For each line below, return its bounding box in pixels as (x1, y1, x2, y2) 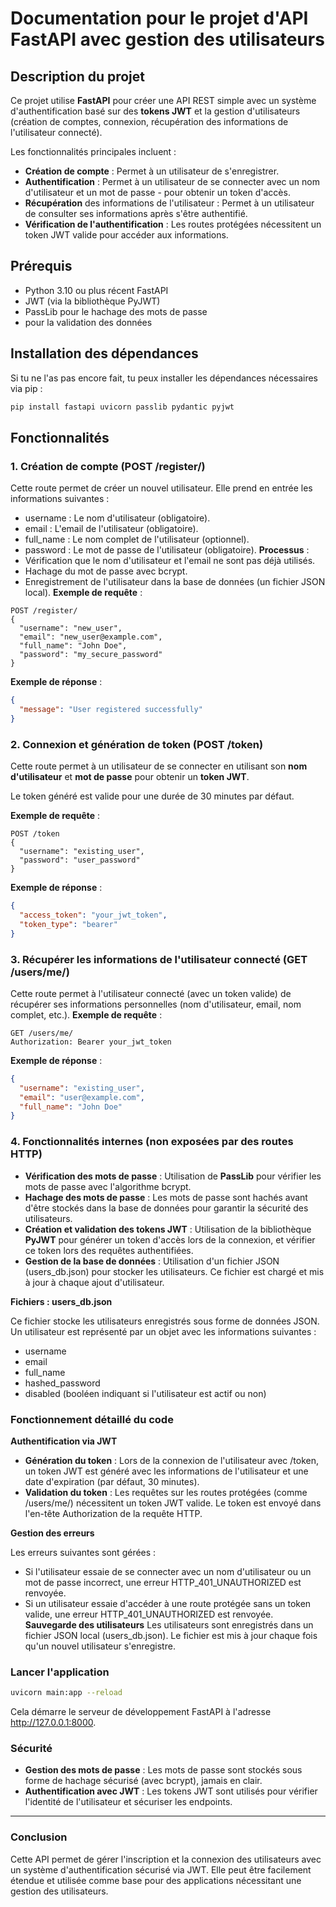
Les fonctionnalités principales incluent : (10, 146, 177, 157)
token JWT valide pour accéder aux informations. (24, 229, 229, 241)
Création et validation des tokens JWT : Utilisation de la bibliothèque (24, 1223, 312, 1235)
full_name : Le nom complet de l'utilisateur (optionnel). (24, 533, 250, 546)
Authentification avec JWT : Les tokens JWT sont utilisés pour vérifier (24, 1785, 318, 1797)
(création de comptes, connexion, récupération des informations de (10, 116, 289, 127)
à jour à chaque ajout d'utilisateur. (24, 1276, 165, 1288)
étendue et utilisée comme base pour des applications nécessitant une (10, 1874, 302, 1886)
